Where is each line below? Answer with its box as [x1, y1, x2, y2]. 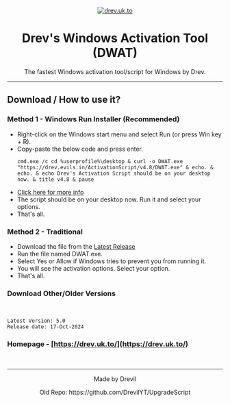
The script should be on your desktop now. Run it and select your [16, 195, 201, 204]
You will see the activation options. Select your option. [16, 264, 170, 272]
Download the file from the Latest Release [16, 242, 136, 250]
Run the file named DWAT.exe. [16, 249, 103, 258]
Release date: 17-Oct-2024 [7, 323, 84, 330]
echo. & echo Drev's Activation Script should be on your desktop [16, 170, 211, 177]
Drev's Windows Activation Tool [21, 31, 209, 46]
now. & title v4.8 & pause [16, 175, 94, 183]
